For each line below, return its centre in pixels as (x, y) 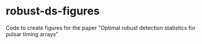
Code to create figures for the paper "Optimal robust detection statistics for (101, 28)
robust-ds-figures (53, 11)
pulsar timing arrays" (32, 34)
